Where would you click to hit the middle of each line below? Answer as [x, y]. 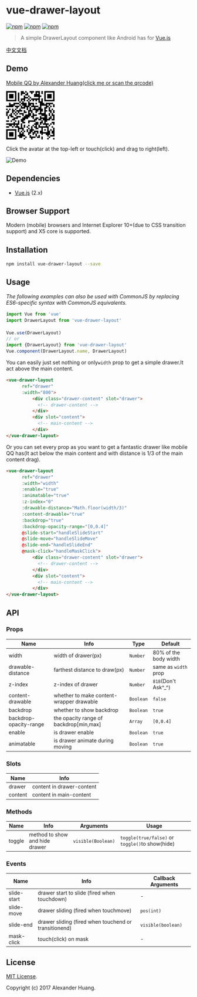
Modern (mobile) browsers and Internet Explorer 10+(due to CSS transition [96, 225]
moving [63, 747]
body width [166, 659]
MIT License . [22, 976]
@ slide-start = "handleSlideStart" [62, 533]
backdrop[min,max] [77, 724]
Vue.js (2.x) [28, 193]
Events [16, 864]
